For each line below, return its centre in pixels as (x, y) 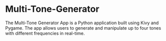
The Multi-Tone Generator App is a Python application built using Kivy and (82, 23)
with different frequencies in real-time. (45, 33)
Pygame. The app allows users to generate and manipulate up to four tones (83, 28)
